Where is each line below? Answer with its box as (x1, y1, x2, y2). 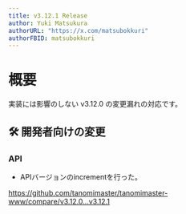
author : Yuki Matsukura (8, 19, 88, 27)
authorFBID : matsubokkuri (8, 34, 95, 42)
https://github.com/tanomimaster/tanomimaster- (8, 188, 168, 197)
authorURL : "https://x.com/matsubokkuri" (8, 26, 149, 34)
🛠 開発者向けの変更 (8, 125, 106, 139)
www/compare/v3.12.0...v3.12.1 (8, 196, 111, 206)
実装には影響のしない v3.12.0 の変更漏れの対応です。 (8, 99, 183, 109)
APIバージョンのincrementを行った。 (19, 172, 143, 181)
